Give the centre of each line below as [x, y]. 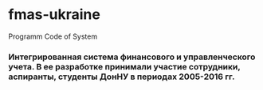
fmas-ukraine [55, 15]
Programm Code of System [53, 36]
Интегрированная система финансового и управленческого [132, 57]
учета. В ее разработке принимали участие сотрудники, [124, 66]
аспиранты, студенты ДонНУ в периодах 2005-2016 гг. [122, 77]
